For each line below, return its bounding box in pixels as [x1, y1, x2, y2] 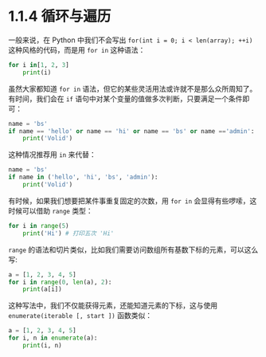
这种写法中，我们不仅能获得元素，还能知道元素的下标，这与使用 [8, 300, 217, 311]
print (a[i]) [22, 285, 62, 293]
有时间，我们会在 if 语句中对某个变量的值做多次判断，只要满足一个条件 [8, 93, 243, 104]
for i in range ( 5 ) [8, 222, 69, 229]
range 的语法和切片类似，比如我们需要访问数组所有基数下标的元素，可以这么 [8, 245, 259, 254]
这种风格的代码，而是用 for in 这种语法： [8, 45, 146, 54]
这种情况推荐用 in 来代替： [8, 150, 97, 159]
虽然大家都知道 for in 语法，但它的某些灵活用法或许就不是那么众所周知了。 [8, 84, 257, 93]
